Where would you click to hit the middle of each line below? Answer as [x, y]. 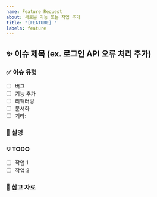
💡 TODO [18, 149]
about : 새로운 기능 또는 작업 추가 [43, 17]
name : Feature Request [34, 12]
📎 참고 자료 [21, 187]
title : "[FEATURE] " [32, 23]
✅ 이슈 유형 [21, 72]
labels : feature [26, 28]
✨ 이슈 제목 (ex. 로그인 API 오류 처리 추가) [79, 54]
